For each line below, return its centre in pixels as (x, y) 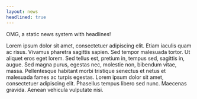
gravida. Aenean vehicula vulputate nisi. (55, 90)
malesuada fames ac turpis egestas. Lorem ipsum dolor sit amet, (85, 77)
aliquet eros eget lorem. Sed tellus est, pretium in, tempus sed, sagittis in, (96, 58)
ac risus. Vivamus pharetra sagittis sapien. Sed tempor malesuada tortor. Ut (98, 52)
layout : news (22, 12)
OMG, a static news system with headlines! (59, 34)
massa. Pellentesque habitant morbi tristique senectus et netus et (86, 71)
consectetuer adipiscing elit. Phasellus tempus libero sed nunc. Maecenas (97, 83)
